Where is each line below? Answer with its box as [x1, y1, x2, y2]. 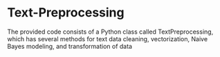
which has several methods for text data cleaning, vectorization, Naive [7, 34, 208, 43]
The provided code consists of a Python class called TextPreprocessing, [7, 27, 214, 36]
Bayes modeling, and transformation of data [7, 42, 133, 50]
